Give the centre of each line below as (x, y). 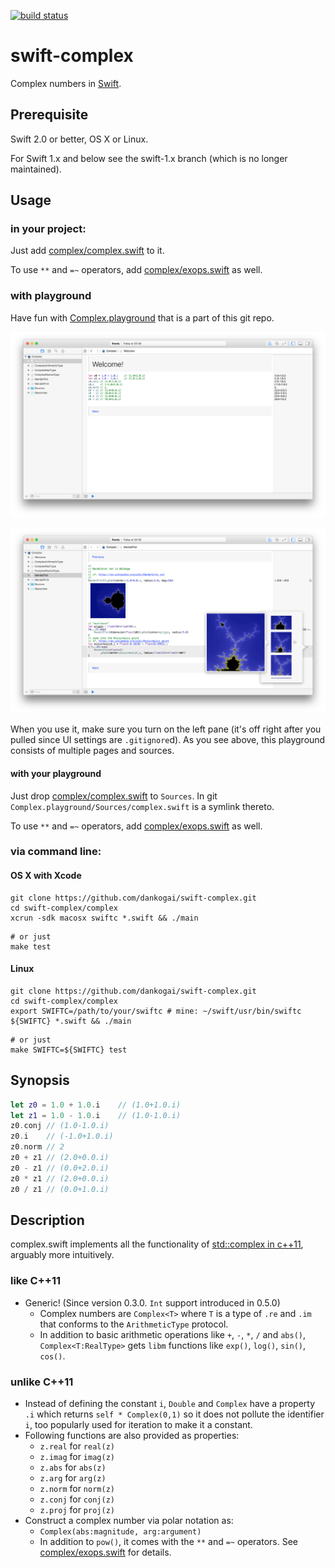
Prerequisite (49, 115)
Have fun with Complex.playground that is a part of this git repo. (142, 317)
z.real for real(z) (77, 1446)
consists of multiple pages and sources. (92, 751)
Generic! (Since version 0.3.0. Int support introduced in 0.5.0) (152, 1302)
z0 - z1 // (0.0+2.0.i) (60, 1168)
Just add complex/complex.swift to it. (87, 251)
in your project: (48, 229)
